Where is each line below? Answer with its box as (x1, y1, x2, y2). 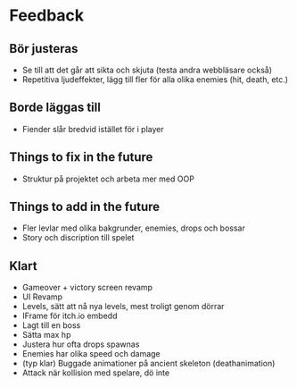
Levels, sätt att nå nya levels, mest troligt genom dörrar (21, 301, 225, 312)
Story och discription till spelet (21, 232, 135, 243)
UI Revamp (21, 291, 63, 302)
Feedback (9, 5, 85, 26)
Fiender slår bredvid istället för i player (21, 123, 164, 134)
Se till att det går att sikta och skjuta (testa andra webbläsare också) (21, 64, 273, 75)
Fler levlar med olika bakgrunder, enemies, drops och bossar (21, 223, 245, 233)
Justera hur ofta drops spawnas (21, 339, 140, 349)
